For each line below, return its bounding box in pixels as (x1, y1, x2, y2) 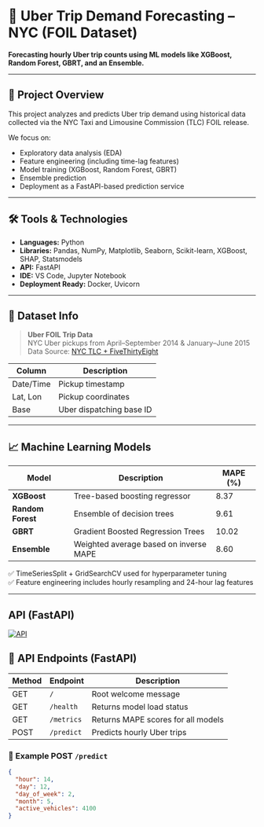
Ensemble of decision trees (73, 509, 174, 520)
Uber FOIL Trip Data (27, 330, 93, 340)
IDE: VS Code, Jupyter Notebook (19, 270, 126, 280)
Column (16, 366, 47, 377)
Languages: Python (19, 237, 85, 247)
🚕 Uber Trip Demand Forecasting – (8, 7, 236, 25)
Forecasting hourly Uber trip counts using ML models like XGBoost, (8, 50, 233, 59)
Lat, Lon (12, 391, 42, 402)
